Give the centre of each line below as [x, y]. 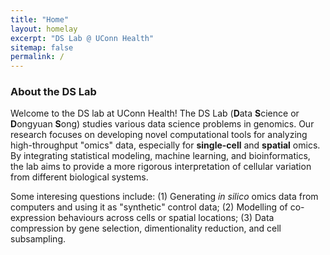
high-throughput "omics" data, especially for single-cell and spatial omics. [165, 145]
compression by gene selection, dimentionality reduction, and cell [146, 228]
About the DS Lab [53, 92]
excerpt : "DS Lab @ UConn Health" [82, 38]
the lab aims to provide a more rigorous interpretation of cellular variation [161, 167]
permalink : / [37, 57]
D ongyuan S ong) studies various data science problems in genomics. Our [162, 124]
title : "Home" [40, 19]
